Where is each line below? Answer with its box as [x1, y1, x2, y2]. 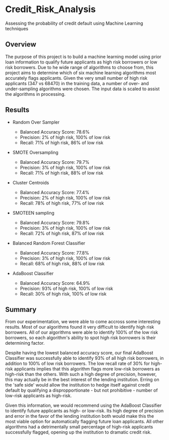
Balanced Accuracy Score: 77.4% [20, 189, 90, 195]
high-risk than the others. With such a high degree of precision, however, [5, 371, 157, 378]
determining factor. [5, 340, 45, 346]
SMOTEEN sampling [12, 210, 54, 216]
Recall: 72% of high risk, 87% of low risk [20, 230, 104, 236]
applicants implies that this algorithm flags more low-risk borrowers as [14, 366, 160, 372]
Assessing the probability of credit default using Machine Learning [5, 20, 143, 26]
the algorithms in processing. [5, 91, 66, 97]
